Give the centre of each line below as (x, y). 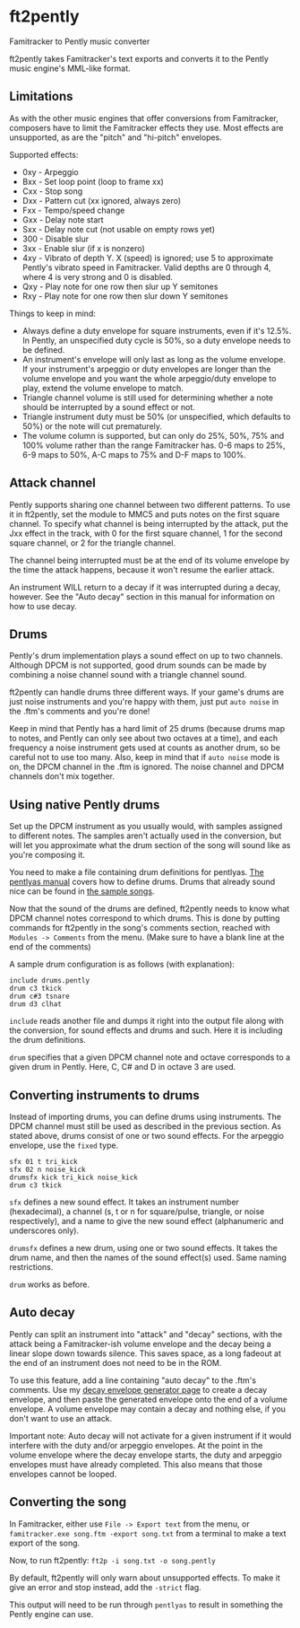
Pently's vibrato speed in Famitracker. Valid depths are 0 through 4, (146, 267)
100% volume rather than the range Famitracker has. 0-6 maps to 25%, (154, 445)
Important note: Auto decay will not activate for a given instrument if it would (150, 1435)
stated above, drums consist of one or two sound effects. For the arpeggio (147, 1136)
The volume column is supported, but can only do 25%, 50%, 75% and (153, 435)
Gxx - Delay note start (63, 219)
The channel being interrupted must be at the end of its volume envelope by (150, 560)
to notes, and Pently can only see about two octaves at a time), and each (144, 739)
